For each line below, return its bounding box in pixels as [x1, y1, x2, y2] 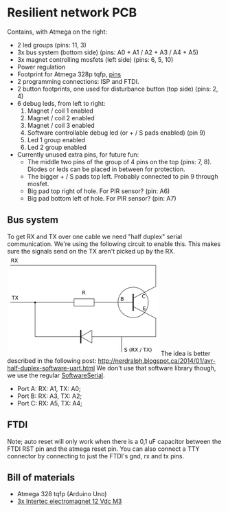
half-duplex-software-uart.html [7, 364, 95, 372]
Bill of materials [7, 471, 76, 483]
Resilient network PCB [7, 5, 137, 21]
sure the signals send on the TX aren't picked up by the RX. [7, 247, 175, 255]
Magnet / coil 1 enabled [27, 107, 94, 115]
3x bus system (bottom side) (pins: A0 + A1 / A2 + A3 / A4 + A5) [16, 48, 199, 56]
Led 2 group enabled [27, 143, 87, 151]
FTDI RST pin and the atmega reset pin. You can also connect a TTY [7, 445, 200, 453]
